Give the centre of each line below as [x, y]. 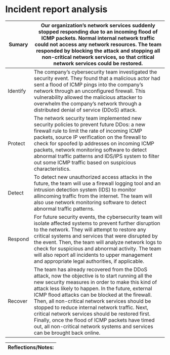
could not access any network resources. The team [98, 44]
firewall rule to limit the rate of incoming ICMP [88, 131]
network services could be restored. [98, 63]
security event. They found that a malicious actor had [97, 78]
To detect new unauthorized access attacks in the [93, 177]
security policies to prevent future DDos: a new [90, 124]
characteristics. [52, 169]
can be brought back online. [67, 333]
